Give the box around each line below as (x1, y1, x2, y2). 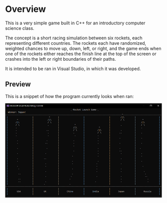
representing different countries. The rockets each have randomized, (5, 40, 147, 46)
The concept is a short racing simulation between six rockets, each (5, 35, 143, 41)
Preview (5, 80, 31, 89)
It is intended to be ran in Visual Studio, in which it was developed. (5, 66, 141, 72)
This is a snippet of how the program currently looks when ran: (5, 93, 134, 99)
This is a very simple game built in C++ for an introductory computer (5, 20, 146, 26)
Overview (5, 3, 46, 15)
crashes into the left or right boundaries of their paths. (5, 56, 116, 62)
